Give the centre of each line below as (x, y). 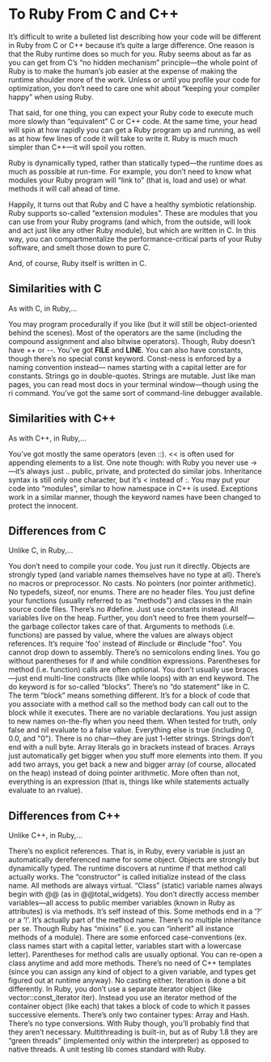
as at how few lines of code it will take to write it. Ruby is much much (123, 138)
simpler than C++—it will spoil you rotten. (77, 147)
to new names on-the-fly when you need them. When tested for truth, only (133, 721)
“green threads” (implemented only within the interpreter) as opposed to (129, 1041)
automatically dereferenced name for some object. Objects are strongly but (134, 860)
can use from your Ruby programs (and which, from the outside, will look (130, 221)
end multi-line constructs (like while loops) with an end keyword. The (144, 678)
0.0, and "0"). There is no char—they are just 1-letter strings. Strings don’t (131, 738)
